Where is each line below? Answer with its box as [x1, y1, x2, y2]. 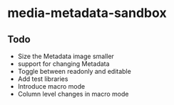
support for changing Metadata [17, 60, 110, 68]
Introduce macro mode [17, 82, 86, 90]
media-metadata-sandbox [7, 5, 167, 21]
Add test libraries [17, 74, 68, 83]
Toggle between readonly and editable [17, 67, 132, 75]
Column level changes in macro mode [17, 90, 129, 98]
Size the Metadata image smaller [17, 52, 114, 60]
